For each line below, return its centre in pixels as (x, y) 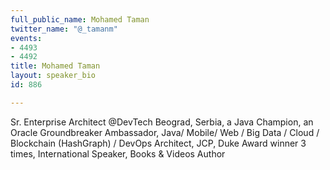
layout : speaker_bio (53, 76)
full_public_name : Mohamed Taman (80, 19)
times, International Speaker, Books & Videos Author (118, 153)
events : (26, 38)
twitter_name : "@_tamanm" (64, 29)
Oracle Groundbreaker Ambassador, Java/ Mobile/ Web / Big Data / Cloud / (165, 132)
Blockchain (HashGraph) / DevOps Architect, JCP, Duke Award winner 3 (158, 143)
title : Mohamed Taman (55, 66)
